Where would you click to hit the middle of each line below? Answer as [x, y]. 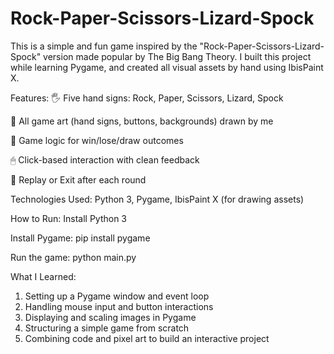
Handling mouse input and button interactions [119, 306]
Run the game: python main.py [73, 257]
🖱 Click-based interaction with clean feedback [105, 159]
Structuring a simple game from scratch [107, 328]
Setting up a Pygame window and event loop [117, 296]
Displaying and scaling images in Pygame [110, 317]
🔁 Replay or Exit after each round [78, 179]
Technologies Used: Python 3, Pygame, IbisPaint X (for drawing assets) [157, 199]
